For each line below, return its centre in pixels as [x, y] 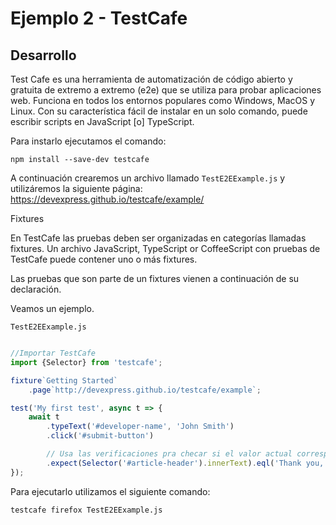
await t [44, 417]
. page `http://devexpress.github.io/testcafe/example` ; [145, 390]
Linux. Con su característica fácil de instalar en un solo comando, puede [159, 111]
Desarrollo [43, 55]
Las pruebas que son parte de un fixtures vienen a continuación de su [155, 278]
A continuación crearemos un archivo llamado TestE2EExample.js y [148, 178]
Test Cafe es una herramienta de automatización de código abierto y [151, 79]
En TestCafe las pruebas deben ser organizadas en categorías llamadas [158, 238]
